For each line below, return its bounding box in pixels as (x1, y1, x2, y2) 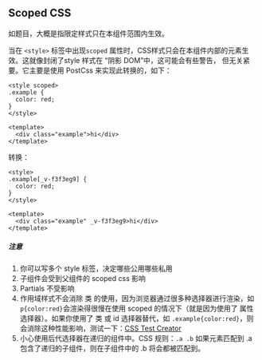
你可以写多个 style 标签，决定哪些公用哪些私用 (19, 263, 173, 273)
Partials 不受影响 (19, 283, 75, 293)
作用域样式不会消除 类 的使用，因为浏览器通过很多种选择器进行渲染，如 (19, 293, 255, 303)
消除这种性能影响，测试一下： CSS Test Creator (26, 323, 182, 333)
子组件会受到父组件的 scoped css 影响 (19, 273, 146, 283)
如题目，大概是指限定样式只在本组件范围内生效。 (8, 28, 169, 38)
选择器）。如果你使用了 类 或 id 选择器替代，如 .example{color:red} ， (19, 313, 247, 322)
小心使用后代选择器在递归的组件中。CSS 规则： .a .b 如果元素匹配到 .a (19, 333, 252, 342)
